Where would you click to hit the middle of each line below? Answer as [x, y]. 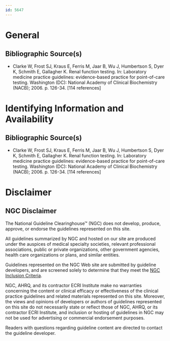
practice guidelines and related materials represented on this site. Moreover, [85, 296]
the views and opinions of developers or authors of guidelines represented [83, 301]
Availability [30, 119]
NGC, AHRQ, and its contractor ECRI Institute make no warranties [74, 285]
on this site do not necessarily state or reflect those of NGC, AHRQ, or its [81, 307]
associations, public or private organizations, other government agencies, [82, 249]
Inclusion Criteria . [24, 275]
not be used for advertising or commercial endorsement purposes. [75, 318]
